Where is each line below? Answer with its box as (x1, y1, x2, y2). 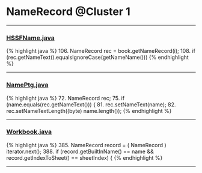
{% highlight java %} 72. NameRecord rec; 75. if (6, 94, 125, 102)
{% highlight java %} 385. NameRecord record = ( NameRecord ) (6, 141, 167, 148)
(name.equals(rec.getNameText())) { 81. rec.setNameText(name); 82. (6, 101, 176, 108)
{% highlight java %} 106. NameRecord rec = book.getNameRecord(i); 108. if (6, 47, 195, 55)
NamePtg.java (6, 80, 49, 89)
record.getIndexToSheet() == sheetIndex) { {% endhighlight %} (6, 154, 163, 161)
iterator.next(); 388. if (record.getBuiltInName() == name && (6, 148, 155, 155)
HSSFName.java (6, 34, 55, 42)
